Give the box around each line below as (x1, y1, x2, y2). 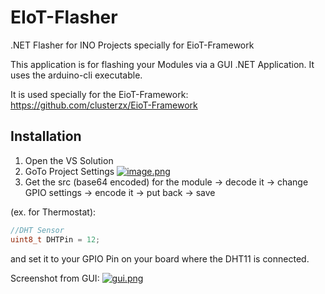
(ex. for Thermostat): (10, 206, 97, 218)
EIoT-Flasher (10, 6, 118, 29)
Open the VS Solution (24, 154, 114, 166)
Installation (10, 128, 82, 145)
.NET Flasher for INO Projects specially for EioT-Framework (10, 39, 255, 51)
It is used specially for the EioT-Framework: (10, 88, 189, 100)
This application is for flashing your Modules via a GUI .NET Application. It (10, 58, 315, 70)
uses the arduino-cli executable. (10, 69, 143, 81)
